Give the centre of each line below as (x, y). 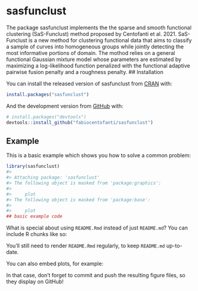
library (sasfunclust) (33, 166)
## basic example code (34, 216)
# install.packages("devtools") (46, 117)
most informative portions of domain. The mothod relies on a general (91, 53)
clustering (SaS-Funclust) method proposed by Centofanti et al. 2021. (92, 33)
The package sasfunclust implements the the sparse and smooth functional (99, 27)
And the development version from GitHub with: (65, 106)
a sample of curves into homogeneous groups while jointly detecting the (95, 47)
